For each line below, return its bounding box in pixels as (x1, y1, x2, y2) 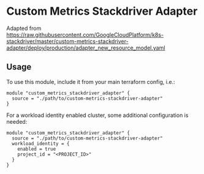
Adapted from (6, 25, 42, 32)
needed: (6, 118, 28, 125)
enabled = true (17, 146, 56, 152)
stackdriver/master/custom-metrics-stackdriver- (6, 37, 129, 45)
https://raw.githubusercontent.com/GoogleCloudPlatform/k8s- (6, 31, 164, 38)
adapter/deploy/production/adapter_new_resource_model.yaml (6, 44, 165, 51)
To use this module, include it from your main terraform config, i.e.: (6, 78, 176, 85)
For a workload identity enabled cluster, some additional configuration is (6, 112, 189, 119)
